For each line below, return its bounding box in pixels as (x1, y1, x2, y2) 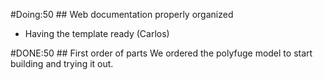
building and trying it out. (10, 58, 114, 69)
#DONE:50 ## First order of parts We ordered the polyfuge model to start (10, 47, 313, 59)
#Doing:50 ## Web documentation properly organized (10, 9, 234, 20)
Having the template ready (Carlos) (24, 28, 170, 39)
